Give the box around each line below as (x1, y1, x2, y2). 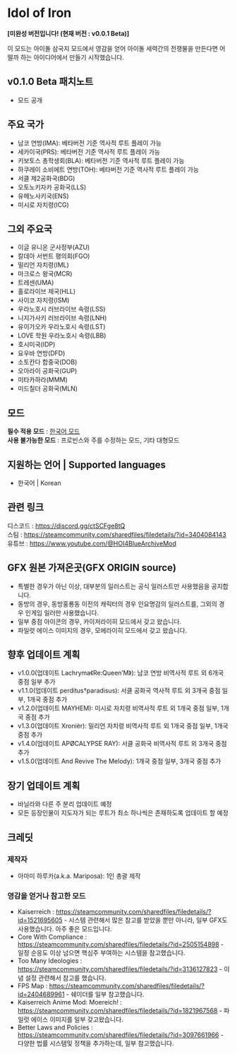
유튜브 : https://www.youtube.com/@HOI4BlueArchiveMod (7, 539, 176, 547)
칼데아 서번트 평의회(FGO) (17, 252, 90, 261)
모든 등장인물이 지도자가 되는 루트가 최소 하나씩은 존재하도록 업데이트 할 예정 (17, 809, 229, 817)
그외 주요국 (7, 223, 53, 235)
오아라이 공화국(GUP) (17, 367, 78, 375)
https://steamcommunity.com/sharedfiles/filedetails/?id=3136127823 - (17, 965, 222, 973)
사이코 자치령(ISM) (17, 296, 70, 304)
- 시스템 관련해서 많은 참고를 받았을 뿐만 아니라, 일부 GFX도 (63, 916, 228, 925)
